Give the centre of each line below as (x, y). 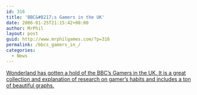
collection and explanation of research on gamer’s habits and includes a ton (99, 79)
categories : (21, 50)
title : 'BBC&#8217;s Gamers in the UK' (55, 17)
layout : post (22, 34)
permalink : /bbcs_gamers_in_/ (44, 45)
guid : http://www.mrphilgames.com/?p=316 (58, 39)
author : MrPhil (25, 28)
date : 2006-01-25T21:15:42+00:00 (47, 23)
